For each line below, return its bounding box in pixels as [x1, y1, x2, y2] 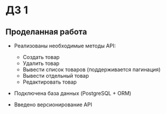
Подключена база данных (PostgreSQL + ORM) [13, 90, 131, 96]
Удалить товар [22, 60, 60, 67]
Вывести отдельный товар [22, 72, 89, 79]
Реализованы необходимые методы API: [13, 42, 116, 49]
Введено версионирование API [13, 101, 92, 108]
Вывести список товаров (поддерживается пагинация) [22, 66, 161, 73]
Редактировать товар [22, 78, 77, 85]
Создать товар [22, 54, 60, 60]
